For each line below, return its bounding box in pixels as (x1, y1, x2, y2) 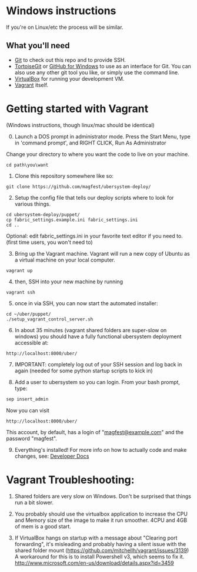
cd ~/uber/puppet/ (6, 311, 51, 317)
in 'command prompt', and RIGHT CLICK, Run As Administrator (14, 139, 166, 146)
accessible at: (14, 339, 49, 346)
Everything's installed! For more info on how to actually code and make (14, 446, 187, 453)
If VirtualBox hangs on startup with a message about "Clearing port (14, 534, 178, 541)
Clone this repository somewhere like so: (14, 172, 113, 179)
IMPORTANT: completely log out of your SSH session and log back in (14, 361, 182, 368)
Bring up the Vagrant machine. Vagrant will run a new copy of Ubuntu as (14, 250, 190, 257)
